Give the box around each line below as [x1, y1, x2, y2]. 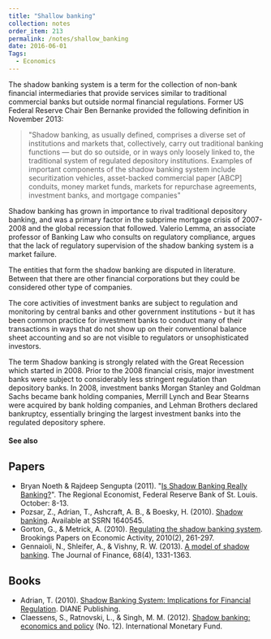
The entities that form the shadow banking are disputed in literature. [8, 265, 236, 275]
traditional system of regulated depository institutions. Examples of [28, 155, 253, 165]
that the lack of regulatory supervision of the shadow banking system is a [8, 241, 254, 250]
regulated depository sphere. [8, 417, 105, 427]
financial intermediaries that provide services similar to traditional [8, 88, 227, 98]
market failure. [8, 249, 57, 259]
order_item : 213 [8, 27, 63, 35]
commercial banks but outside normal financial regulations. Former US [8, 97, 244, 106]
